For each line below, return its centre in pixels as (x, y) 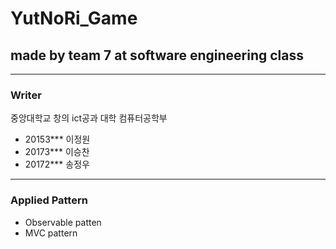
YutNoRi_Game (74, 18)
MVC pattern (51, 233)
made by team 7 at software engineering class (157, 55)
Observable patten (63, 222)
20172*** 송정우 (57, 164)
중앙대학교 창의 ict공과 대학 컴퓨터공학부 (89, 118)
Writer (26, 95)
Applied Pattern (49, 200)
